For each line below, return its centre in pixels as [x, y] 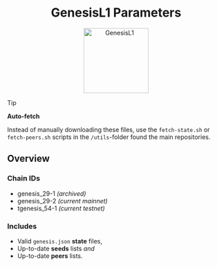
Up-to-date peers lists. [50, 256]
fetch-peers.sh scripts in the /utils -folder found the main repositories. [109, 137]
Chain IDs [23, 178]
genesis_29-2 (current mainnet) [63, 201]
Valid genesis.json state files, [59, 241]
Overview [29, 159]
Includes [22, 226]
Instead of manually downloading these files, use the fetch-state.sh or [108, 129]
